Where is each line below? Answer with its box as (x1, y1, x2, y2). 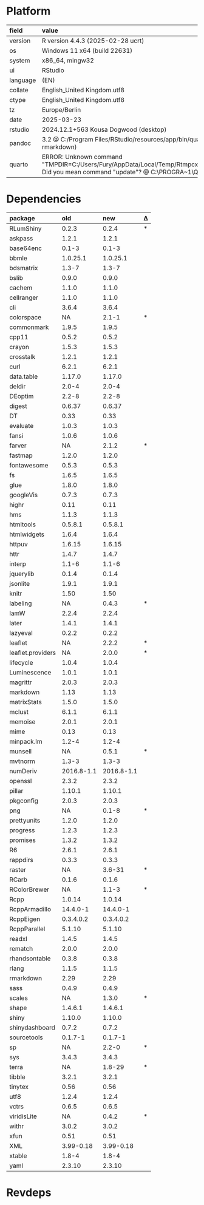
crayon (9, 342, 29, 351)
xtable (9, 1152, 27, 1160)
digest (9, 402, 27, 410)
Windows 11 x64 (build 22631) (41, 46, 133, 55)
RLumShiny (9, 224, 42, 233)
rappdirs (9, 855, 33, 864)
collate (9, 86, 29, 94)
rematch (9, 944, 33, 952)
